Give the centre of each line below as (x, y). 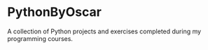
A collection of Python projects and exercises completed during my (104, 31)
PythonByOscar (54, 12)
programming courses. (40, 38)
